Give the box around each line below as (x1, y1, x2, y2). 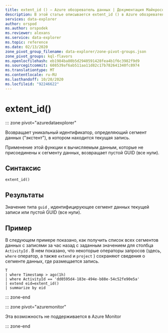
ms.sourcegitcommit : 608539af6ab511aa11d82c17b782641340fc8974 (5, 63, 140, 68)
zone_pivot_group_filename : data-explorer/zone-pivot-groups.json (5, 49, 146, 54)
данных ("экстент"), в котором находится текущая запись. (5, 134, 130, 140)
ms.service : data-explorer (5, 35, 61, 40)
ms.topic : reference (5, 40, 48, 45)
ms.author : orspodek (5, 26, 48, 31)
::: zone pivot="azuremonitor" (5, 304, 66, 310)
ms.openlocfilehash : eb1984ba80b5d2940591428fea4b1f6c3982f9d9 (5, 58, 140, 63)
